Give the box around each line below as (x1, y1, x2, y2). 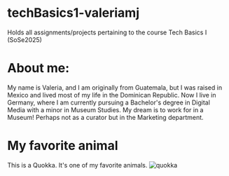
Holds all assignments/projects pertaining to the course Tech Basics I (7, 28, 207, 36)
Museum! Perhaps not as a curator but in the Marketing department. (7, 113, 204, 121)
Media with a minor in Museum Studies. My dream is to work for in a (7, 105, 204, 114)
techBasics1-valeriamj (7, 5, 140, 21)
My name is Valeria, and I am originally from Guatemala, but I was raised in (7, 83, 223, 92)
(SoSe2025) (7, 35, 42, 43)
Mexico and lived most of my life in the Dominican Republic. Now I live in (7, 90, 216, 99)
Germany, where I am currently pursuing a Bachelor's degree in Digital (7, 98, 210, 107)
